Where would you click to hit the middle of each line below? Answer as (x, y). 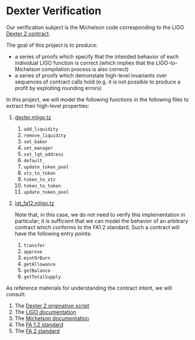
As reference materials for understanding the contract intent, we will (89, 288)
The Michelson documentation (52, 318)
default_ (34, 161)
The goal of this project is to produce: (52, 45)
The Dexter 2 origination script (52, 306)
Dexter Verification (54, 11)
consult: (16, 294)
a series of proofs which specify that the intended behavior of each (97, 56)
